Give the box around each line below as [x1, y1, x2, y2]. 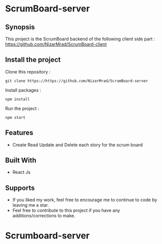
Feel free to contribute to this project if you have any [12, 207, 121, 214]
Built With [5, 156, 36, 164]
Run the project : [5, 105, 39, 111]
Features [5, 129, 33, 137]
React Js [12, 169, 31, 175]
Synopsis [5, 23, 35, 31]
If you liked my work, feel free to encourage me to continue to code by [12, 197, 158, 203]
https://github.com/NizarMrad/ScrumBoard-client [5, 41, 107, 47]
